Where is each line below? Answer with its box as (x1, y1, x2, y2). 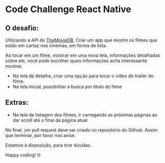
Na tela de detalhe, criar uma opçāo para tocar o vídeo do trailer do (12, 73, 154, 79)
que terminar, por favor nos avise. (5, 132, 76, 138)
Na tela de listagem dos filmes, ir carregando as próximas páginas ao (12, 111, 157, 117)
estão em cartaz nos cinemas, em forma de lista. (5, 43, 108, 49)
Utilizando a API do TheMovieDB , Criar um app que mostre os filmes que (5, 37, 157, 43)
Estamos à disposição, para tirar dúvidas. (5, 142, 92, 148)
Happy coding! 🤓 (5, 152, 41, 158)
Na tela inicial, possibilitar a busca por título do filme (12, 84, 122, 90)
